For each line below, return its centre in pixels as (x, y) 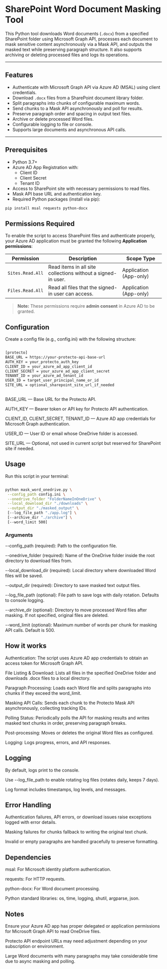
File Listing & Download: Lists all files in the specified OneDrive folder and (81, 673)
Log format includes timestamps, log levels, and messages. (66, 789)
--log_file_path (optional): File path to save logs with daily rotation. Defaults (82, 595)
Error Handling (28, 805)
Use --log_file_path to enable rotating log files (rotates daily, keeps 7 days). (82, 779)
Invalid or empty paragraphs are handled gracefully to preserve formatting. (82, 842)
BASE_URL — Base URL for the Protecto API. (51, 399)
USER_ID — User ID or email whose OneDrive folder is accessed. (72, 433)
